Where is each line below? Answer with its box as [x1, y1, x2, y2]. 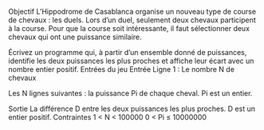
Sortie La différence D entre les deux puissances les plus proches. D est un [8, 104, 255, 113]
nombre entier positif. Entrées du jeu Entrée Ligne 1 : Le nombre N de [8, 65, 235, 74]
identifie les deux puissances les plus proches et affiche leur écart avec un [8, 56, 254, 65]
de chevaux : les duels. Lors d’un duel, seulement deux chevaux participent [8, 15, 257, 25]
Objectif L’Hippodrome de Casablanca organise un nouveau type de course [8, 7, 257, 16]
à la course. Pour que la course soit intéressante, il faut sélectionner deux [8, 24, 250, 33]
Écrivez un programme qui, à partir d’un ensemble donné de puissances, [8, 48, 247, 57]
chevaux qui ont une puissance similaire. [8, 32, 142, 41]
